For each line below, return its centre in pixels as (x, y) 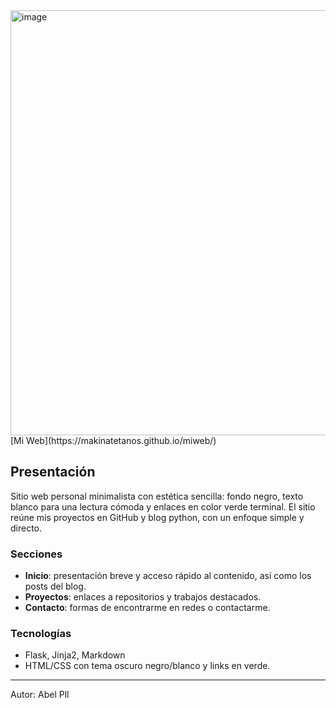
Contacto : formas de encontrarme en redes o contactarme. (147, 608)
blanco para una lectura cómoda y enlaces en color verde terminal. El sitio (163, 506)
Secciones (36, 554)
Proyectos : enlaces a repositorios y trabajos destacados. (143, 597)
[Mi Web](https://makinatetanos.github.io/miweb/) (113, 440)
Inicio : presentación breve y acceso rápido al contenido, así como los (168, 576)
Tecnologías (41, 634)
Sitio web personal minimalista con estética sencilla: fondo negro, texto (157, 496)
